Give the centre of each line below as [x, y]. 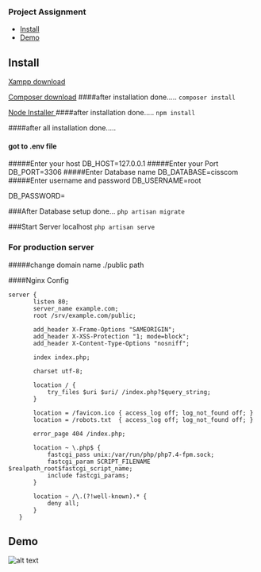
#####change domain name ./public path [76, 265]
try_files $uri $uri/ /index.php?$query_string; [129, 392]
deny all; [63, 503]
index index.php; [61, 357]
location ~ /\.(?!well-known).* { [90, 496]
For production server [51, 247]
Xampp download [37, 82]
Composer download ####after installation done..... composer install [122, 97]
